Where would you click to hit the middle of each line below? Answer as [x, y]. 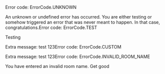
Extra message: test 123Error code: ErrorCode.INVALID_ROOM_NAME [78, 56]
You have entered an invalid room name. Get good [57, 66]
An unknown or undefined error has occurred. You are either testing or [79, 17]
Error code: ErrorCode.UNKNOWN [41, 7]
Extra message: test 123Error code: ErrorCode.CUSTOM [63, 47]
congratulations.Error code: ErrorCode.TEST [51, 27]
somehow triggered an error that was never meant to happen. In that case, [83, 22]
